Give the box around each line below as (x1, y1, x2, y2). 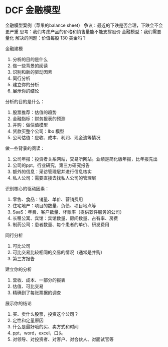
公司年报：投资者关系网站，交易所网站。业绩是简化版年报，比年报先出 (12, 156, 158, 162)
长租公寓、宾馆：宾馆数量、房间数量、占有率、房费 (12, 215, 118, 221)
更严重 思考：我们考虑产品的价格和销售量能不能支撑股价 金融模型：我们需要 (5, 28, 161, 34)
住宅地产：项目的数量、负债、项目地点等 (12, 202, 96, 208)
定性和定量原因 (12, 317, 44, 323)
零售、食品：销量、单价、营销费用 (12, 196, 83, 202)
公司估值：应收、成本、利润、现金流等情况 (12, 134, 101, 140)
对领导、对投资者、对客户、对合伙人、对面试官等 (12, 336, 114, 342)
